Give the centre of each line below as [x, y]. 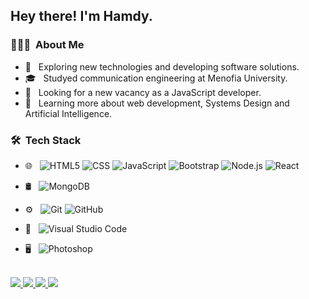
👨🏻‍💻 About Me [47, 45]
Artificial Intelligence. [68, 113]
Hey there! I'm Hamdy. [81, 16]
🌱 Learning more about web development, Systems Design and [157, 103]
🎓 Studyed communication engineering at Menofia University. [156, 78]
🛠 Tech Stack [46, 140]
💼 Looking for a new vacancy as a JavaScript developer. [143, 92]
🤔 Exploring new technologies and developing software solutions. [162, 66]
